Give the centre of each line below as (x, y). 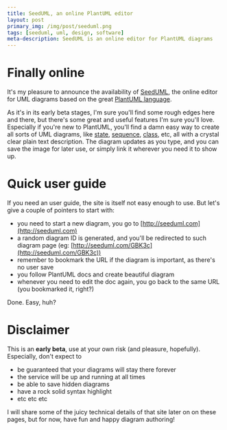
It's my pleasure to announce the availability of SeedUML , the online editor (112, 92)
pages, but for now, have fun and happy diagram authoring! (91, 419)
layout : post (26, 20)
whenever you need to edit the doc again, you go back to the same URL (118, 282)
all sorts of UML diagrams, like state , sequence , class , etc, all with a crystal (113, 134)
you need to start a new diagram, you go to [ (80, 223)
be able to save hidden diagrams (63, 384)
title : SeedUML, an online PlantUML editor (70, 13)
